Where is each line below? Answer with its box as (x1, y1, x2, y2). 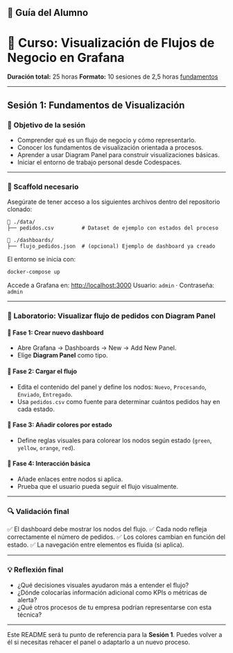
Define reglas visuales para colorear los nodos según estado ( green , (17, 436, 212, 444)
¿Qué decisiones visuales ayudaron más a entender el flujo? (17, 581, 189, 589)
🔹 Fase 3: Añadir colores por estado (7, 421, 112, 429)
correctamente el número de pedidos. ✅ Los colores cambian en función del (7, 533, 225, 541)
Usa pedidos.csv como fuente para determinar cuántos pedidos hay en (17, 397, 221, 405)
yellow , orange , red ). (17, 443, 76, 452)
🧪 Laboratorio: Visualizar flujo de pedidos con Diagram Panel (7, 311, 216, 321)
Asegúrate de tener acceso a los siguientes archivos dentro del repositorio (7, 197, 221, 206)
